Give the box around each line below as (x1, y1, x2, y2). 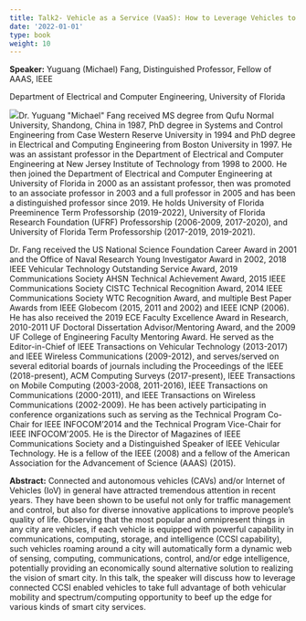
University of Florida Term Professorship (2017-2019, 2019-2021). (9, 226, 256, 237)
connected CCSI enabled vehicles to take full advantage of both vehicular (9, 582, 287, 594)
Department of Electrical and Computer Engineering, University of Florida (9, 91, 286, 102)
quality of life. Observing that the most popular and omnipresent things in (9, 514, 285, 525)
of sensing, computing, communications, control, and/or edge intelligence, (9, 553, 290, 564)
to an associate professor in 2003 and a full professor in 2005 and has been (9, 188, 296, 199)
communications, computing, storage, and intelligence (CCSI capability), (9, 533, 282, 544)
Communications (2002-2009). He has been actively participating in (9, 399, 267, 411)
